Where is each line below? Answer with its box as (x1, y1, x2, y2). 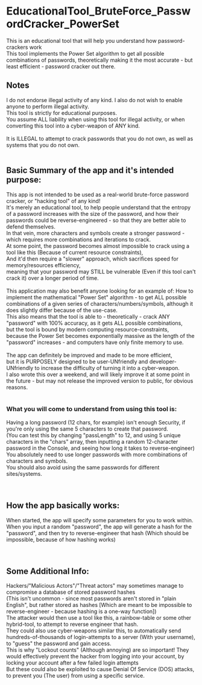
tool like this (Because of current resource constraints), (6, 248, 144, 256)
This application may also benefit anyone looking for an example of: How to (6, 287, 194, 294)
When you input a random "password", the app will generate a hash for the (6, 523, 192, 530)
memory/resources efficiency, (6, 261, 81, 268)
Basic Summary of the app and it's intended (6, 165, 174, 176)
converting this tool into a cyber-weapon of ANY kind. (6, 122, 140, 129)
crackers (6, 44, 28, 51)
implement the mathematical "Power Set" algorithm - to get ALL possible (6, 293, 187, 300)
